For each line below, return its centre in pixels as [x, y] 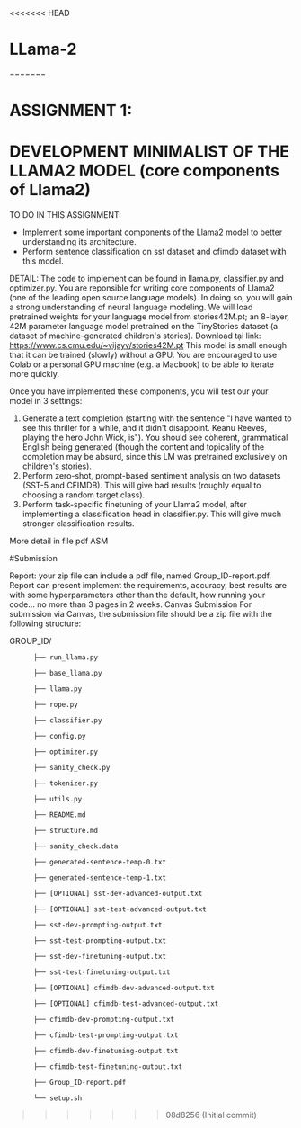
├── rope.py [55, 705]
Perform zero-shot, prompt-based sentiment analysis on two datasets [151, 476]
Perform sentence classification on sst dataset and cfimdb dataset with [154, 252]
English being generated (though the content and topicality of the [143, 447]
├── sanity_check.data [75, 846]
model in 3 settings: [46, 401]
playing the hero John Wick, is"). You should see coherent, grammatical [155, 438]
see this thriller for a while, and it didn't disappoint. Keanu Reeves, [145, 428]
